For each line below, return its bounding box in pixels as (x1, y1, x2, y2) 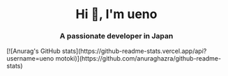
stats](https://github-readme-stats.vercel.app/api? (61, 47, 207, 55)
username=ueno (6, 54, 54, 63)
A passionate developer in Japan (59, 31, 174, 41)
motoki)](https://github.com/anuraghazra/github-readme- (55, 54, 221, 63)
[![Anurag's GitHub (6, 47, 61, 55)
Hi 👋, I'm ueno (75, 6, 158, 22)
